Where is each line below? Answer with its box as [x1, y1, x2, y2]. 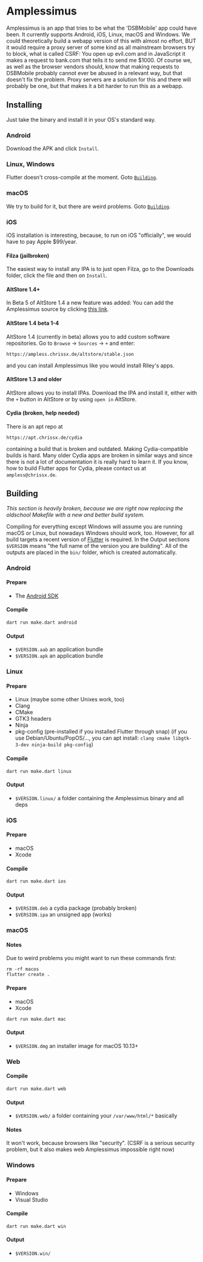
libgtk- [172, 735, 192, 742]
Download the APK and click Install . [6, 145, 99, 152]
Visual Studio [15, 1196, 48, 1203]
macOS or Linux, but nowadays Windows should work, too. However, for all [6, 529, 195, 536]
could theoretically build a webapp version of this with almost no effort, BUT [6, 37, 196, 44]
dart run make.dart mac [6, 1016, 67, 1022]
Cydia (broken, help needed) [6, 409, 80, 416]
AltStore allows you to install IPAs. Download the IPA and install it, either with [6, 389, 198, 396]
